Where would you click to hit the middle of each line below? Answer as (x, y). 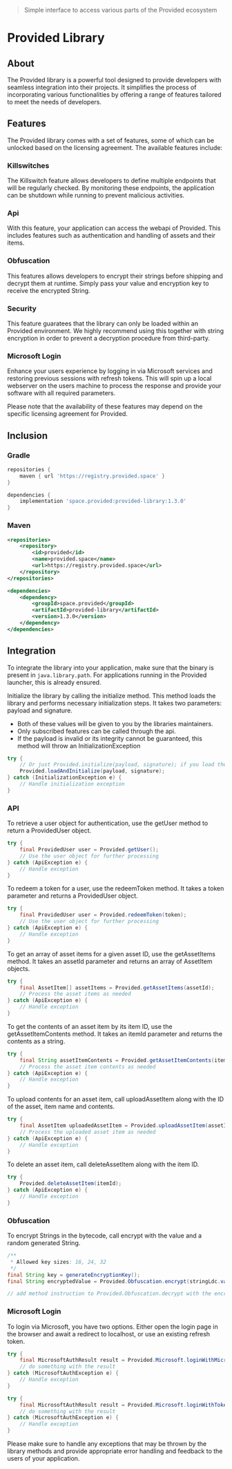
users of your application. (43, 1459)
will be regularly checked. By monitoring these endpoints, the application (111, 188)
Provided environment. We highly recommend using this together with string (116, 331)
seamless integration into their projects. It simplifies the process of (102, 87)
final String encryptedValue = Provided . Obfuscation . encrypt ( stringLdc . (114, 1281)
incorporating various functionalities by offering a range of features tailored (115, 95)
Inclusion (28, 436)
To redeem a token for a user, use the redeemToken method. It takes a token (116, 889)
